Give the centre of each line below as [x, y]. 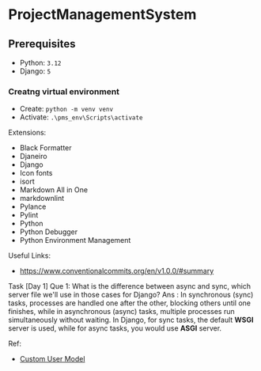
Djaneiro [33, 157]
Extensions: [27, 133]
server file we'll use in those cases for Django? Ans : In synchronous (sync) [131, 295]
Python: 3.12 [40, 62]
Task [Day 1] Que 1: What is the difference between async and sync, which [130, 286]
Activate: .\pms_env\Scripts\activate [81, 117]
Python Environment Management [75, 240]
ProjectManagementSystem [102, 15]
